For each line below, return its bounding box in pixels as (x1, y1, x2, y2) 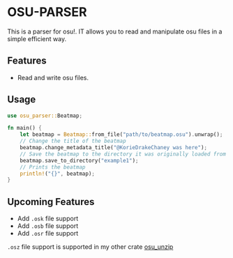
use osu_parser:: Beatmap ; (7, 112, 82, 119)
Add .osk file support (17, 214, 79, 223)
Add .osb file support (17, 222, 79, 230)
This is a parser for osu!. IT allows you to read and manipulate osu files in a (7, 27, 223, 36)
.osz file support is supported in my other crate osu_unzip (7, 243, 174, 251)
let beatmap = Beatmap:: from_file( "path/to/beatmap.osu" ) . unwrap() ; (20, 131, 223, 138)
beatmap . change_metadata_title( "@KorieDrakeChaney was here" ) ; (20, 144, 208, 151)
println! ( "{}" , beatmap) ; (20, 170, 96, 177)
